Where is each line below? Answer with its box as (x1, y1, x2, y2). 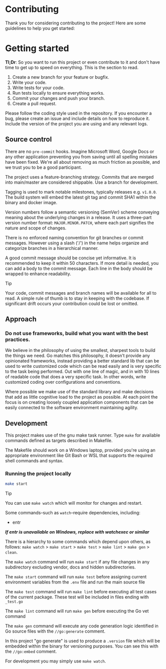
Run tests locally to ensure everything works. (12, 90, 105, 96)
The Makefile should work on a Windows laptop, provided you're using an (5, 447, 156, 453)
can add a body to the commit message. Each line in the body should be (5, 265, 153, 271)
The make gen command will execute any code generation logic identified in (5, 623, 159, 629)
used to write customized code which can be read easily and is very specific (5, 363, 162, 369)
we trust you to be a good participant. (5, 164, 82, 170)
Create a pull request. (12, 101, 57, 107)
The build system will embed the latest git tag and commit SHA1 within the (5, 194, 156, 200)
